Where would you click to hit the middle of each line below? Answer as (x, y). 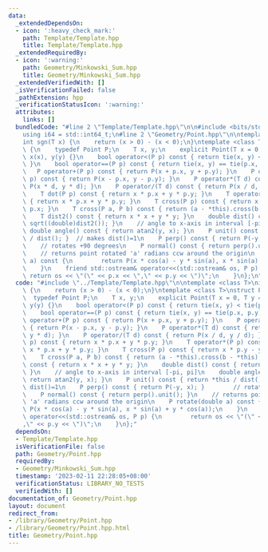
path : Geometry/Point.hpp (59, 454)
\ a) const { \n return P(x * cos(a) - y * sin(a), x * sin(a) (141, 260)
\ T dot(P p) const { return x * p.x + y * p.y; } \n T (126, 194)
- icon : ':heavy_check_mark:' (65, 30)
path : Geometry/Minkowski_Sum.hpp (80, 68)
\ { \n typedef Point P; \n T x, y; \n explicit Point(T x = (137, 149)
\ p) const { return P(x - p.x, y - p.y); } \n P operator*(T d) (137, 179)
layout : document (37, 506)
